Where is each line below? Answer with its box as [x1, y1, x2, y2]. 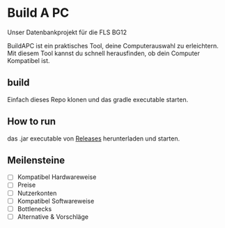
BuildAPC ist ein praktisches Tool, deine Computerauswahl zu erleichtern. [7, 41, 219, 50]
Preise [17, 180, 36, 190]
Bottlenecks [17, 204, 52, 213]
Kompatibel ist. [7, 56, 50, 64]
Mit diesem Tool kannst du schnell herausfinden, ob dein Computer [7, 49, 201, 57]
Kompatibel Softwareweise [17, 197, 95, 205]
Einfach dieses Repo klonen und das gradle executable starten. [7, 95, 189, 104]
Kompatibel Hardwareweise [17, 173, 97, 181]
